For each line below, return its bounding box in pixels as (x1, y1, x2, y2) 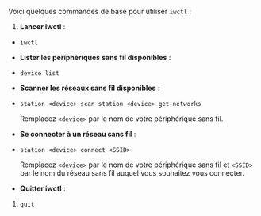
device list (19, 70, 59, 78)
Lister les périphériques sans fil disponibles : (19, 53, 171, 62)
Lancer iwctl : (19, 22, 66, 31)
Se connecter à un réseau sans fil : (19, 130, 136, 138)
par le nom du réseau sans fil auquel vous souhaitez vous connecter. (19, 169, 244, 177)
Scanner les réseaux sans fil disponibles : (19, 83, 160, 93)
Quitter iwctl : (19, 184, 66, 193)
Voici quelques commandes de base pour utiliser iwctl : (8, 7, 192, 16)
